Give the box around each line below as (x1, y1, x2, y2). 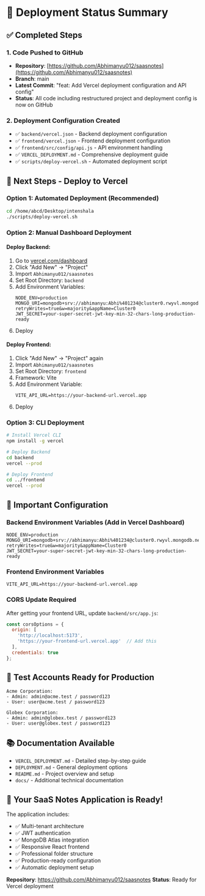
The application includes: (6, 810, 70, 818)
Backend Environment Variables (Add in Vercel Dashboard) (6, 518, 185, 527)
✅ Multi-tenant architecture (15, 823, 84, 830)
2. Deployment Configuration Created (6, 116, 120, 125)
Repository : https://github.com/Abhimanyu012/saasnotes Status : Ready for (6, 876, 197, 883)
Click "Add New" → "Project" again (15, 354, 104, 361)
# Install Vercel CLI (6, 432, 62, 439)
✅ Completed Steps (6, 30, 82, 40)
